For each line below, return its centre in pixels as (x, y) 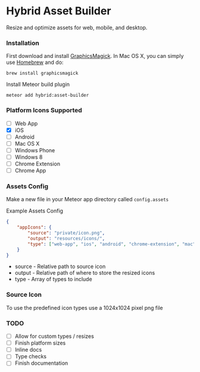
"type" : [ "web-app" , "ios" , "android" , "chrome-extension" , (104, 244)
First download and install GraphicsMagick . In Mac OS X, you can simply (95, 56)
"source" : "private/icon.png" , (66, 233)
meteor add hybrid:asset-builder (48, 96)
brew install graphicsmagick (42, 73)
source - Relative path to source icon (60, 266)
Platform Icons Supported (44, 110)
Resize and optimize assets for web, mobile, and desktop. (77, 27)
